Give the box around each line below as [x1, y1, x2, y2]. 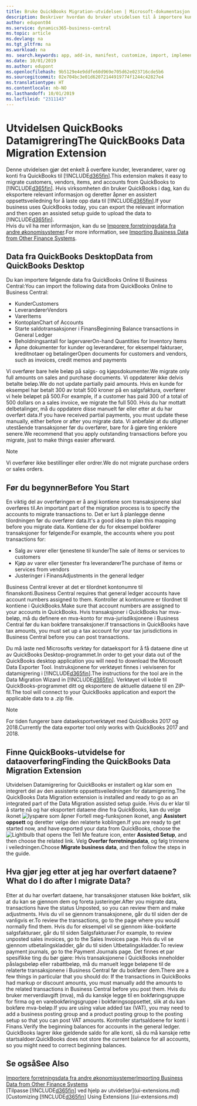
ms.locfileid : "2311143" [6, 96, 67, 102]
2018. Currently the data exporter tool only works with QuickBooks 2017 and [6, 724, 189, 731]
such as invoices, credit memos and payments [14, 356, 127, 363]
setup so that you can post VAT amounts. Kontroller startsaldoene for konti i [6, 1017, 189, 1024]
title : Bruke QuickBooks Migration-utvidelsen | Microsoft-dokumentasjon [6, 8, 191, 15]
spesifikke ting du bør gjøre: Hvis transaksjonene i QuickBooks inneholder [6, 954, 185, 961]
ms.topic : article [6, 31, 51, 36]
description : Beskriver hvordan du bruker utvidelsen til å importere [6, 14, 182, 20]
